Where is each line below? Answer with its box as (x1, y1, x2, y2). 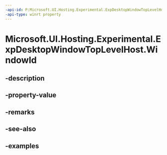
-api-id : (5, 7, 23, 12)
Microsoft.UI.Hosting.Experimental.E (5, 33, 162, 45)
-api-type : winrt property (5, 12, 61, 17)
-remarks (5, 108, 35, 116)
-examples (5, 142, 39, 150)
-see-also (5, 125, 36, 133)
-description (5, 74, 45, 82)
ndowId (5, 54, 37, 66)
